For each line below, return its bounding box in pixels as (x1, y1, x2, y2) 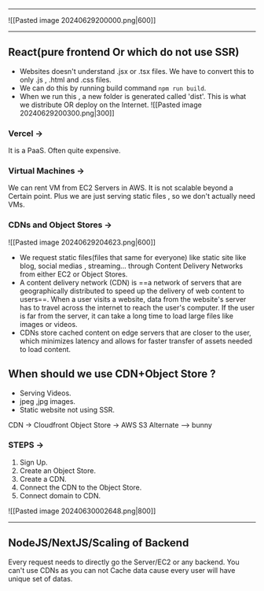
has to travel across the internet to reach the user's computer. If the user (19, 303, 255, 312)
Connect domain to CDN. (19, 490, 101, 500)
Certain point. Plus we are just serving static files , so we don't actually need (8, 192, 255, 201)
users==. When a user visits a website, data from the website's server (19, 294, 247, 303)
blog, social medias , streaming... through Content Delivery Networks (19, 261, 244, 270)
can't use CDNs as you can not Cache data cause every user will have (8, 565, 236, 574)
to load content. (19, 344, 71, 354)
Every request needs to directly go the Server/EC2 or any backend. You (8, 557, 240, 567)
